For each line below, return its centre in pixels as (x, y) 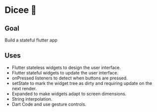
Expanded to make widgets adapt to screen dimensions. (69, 94)
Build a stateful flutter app (31, 40)
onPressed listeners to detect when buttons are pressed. (70, 78)
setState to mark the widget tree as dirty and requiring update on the (82, 83)
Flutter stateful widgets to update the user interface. (65, 73)
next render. (24, 88)
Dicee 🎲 (21, 10)
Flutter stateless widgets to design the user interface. (66, 67)
